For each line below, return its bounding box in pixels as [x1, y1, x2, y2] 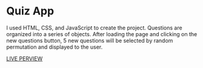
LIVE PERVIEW [6, 55, 43, 62]
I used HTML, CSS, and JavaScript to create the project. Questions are [6, 24, 183, 31]
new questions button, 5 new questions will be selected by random [6, 37, 173, 44]
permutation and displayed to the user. [6, 43, 103, 51]
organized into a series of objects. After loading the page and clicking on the [6, 30, 198, 37]
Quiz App [6, 4, 55, 18]
